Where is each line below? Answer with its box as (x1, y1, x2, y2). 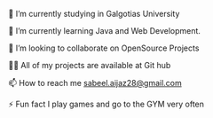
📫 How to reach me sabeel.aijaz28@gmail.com (8, 78, 183, 88)
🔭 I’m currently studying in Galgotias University (8, 9, 180, 19)
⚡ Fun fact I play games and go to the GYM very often (8, 98, 205, 109)
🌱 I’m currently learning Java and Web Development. (8, 26, 201, 35)
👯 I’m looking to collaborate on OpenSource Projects (8, 43, 200, 53)
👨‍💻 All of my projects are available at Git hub (8, 60, 171, 70)
